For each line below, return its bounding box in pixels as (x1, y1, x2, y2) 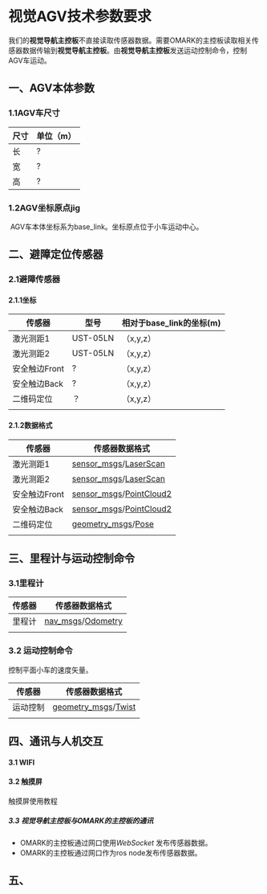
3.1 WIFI (8, 757, 35, 767)
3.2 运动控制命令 (8, 645, 74, 656)
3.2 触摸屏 (8, 777, 42, 786)
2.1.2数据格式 (8, 420, 53, 430)
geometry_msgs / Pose (71, 518, 155, 529)
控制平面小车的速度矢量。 (8, 665, 93, 675)
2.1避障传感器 (8, 274, 61, 285)
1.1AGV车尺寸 (8, 108, 60, 119)
